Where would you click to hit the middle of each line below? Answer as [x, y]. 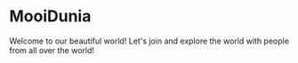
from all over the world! [52, 50]
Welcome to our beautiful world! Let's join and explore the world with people [149, 41]
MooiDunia [50, 16]
